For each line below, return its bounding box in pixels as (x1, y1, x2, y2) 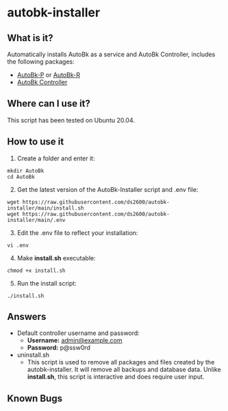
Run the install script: (16, 279, 77, 287)
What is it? (7, 32, 53, 44)
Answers (7, 311, 47, 323)
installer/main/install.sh (7, 204, 84, 212)
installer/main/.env (7, 216, 66, 223)
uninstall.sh (16, 351, 50, 359)
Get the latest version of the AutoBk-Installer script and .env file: (16, 185, 199, 193)
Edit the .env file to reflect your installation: (16, 228, 138, 237)
